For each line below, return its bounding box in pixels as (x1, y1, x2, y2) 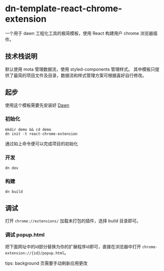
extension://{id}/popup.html (5, 250, 65, 256)
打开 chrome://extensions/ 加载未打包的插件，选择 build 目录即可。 (5, 218, 141, 224)
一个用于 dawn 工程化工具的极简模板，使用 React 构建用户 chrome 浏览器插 (5, 30, 158, 36)
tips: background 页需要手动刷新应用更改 (5, 260, 88, 266)
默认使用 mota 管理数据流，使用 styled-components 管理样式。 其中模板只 (5, 66, 155, 72)
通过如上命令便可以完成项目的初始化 (5, 141, 78, 147)
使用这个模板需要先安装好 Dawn (5, 102, 70, 108)
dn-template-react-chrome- (5, 3, 122, 14)
